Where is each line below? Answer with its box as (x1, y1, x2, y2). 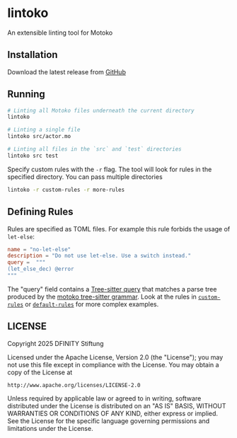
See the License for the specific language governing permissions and (7, 416, 210, 425)
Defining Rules (7, 206, 74, 218)
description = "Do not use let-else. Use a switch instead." (7, 253, 192, 260)
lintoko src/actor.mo (7, 133, 71, 140)
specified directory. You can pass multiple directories (7, 172, 163, 181)
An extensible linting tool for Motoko (7, 28, 113, 37)
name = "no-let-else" (7, 246, 71, 253)
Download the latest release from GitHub (7, 67, 126, 76)
